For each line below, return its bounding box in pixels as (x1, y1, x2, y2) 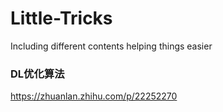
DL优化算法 (10, 67, 65, 81)
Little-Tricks (10, 7, 113, 30)
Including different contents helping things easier (10, 40, 213, 52)
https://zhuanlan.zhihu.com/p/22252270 (10, 90, 178, 102)
